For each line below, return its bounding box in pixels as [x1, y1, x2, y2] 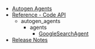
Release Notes [11, 37, 48, 43]
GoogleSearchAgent [38, 30, 89, 37]
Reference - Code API [11, 11, 66, 18]
